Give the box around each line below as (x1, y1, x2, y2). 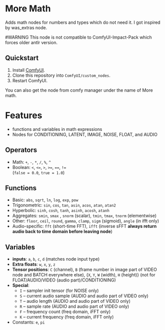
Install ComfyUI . (12, 67, 45, 73)
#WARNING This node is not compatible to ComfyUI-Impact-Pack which (5, 34, 152, 40)
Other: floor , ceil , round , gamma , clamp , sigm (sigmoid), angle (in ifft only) (12, 218, 160, 224)
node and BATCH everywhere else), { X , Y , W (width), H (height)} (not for (12, 272, 156, 278)
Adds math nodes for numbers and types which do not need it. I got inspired (5, 19, 161, 25)
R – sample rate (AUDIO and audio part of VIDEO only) (19, 303, 129, 310)
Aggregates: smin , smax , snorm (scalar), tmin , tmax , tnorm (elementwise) (12, 213, 157, 219)
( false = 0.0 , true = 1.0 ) (12, 169, 65, 175)
